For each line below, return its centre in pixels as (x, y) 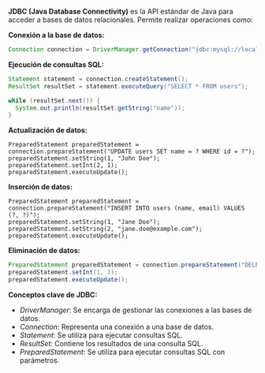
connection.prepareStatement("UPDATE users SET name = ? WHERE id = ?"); (132, 152)
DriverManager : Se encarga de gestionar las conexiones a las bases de (136, 310)
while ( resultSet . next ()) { (54, 101)
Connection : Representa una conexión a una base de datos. (117, 326)
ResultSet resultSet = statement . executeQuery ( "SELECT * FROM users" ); (128, 86)
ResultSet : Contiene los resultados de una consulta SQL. (111, 343)
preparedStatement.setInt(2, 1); (63, 166)
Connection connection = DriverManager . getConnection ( (100, 50)
